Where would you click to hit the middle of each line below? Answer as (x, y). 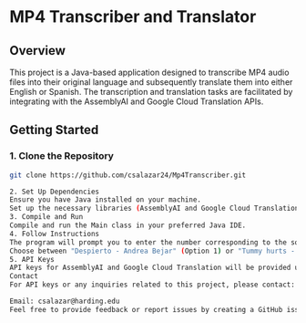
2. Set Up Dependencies (55, 192)
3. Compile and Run (46, 217)
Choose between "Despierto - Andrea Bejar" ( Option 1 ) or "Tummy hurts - (153, 251)
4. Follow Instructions (55, 234)
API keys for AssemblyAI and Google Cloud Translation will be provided (150, 268)
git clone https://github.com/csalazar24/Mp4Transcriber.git (128, 175)
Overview (38, 51)
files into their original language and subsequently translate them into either (151, 82)
